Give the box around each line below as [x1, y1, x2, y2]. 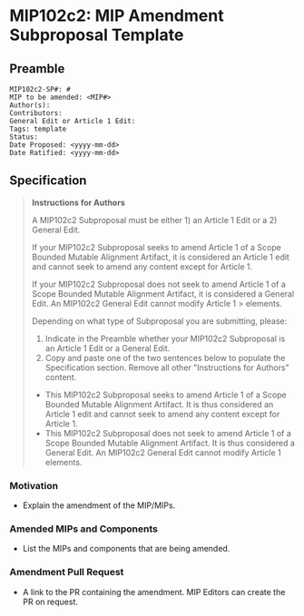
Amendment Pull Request [9, 566, 124, 579]
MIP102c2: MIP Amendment [9, 5, 224, 26]
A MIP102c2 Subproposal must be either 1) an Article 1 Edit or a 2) [31, 214, 278, 225]
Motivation [9, 479, 59, 492]
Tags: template [9, 124, 67, 133]
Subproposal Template [9, 24, 184, 45]
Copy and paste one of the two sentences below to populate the [44, 352, 286, 363]
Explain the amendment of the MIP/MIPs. [22, 500, 176, 511]
